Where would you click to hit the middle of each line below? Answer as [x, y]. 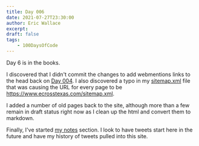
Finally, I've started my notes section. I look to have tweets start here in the [99, 130]
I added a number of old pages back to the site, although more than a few [98, 105]
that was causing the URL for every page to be [64, 87]
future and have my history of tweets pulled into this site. [77, 136]
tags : [13, 40]
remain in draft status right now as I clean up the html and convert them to [99, 112]
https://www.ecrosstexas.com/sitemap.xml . [60, 94]
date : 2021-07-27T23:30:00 [40, 17]
